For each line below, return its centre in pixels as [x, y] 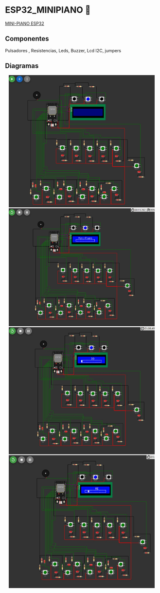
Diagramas [22, 66]
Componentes [27, 39]
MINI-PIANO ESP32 [25, 23]
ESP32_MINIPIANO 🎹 [48, 10]
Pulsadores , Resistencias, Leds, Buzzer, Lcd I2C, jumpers [63, 50]
